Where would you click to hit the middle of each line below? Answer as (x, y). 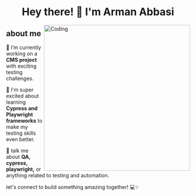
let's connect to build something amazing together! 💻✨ (73, 187)
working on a (22, 54)
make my (17, 127)
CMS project (22, 60)
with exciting (21, 66)
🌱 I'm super (20, 90)
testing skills (21, 133)
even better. (20, 139)
